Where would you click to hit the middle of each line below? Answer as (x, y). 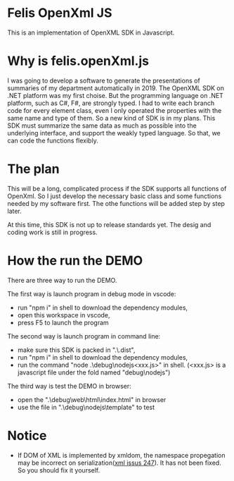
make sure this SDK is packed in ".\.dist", (76, 350)
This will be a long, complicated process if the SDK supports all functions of (117, 188)
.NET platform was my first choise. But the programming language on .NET (115, 95)
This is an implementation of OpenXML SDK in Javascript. (91, 32)
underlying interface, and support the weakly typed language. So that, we (114, 133)
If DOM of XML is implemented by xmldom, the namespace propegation (121, 455)
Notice (27, 436)
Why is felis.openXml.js (78, 61)
